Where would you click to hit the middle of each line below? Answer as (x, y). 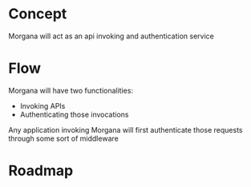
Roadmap (41, 171)
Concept (38, 14)
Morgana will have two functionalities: (71, 90)
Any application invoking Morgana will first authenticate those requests (125, 129)
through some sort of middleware (63, 138)
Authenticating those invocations (74, 114)
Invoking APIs (43, 105)
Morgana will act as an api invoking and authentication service (111, 36)
